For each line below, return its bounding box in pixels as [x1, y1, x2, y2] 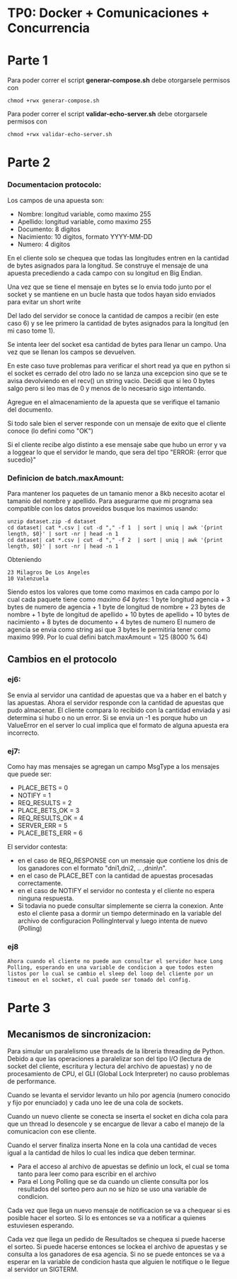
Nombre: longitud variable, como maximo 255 [17, 209, 151, 218]
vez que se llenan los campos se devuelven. [7, 348, 137, 356]
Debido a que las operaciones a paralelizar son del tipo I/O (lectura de [7, 1055, 212, 1063]
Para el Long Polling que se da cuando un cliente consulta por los [17, 1178, 209, 1186]
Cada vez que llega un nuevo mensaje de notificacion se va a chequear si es [7, 1206, 231, 1214]
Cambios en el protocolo [7, 653, 117, 665]
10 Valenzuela [7, 575, 50, 582]
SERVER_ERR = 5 [17, 821, 68, 829]
